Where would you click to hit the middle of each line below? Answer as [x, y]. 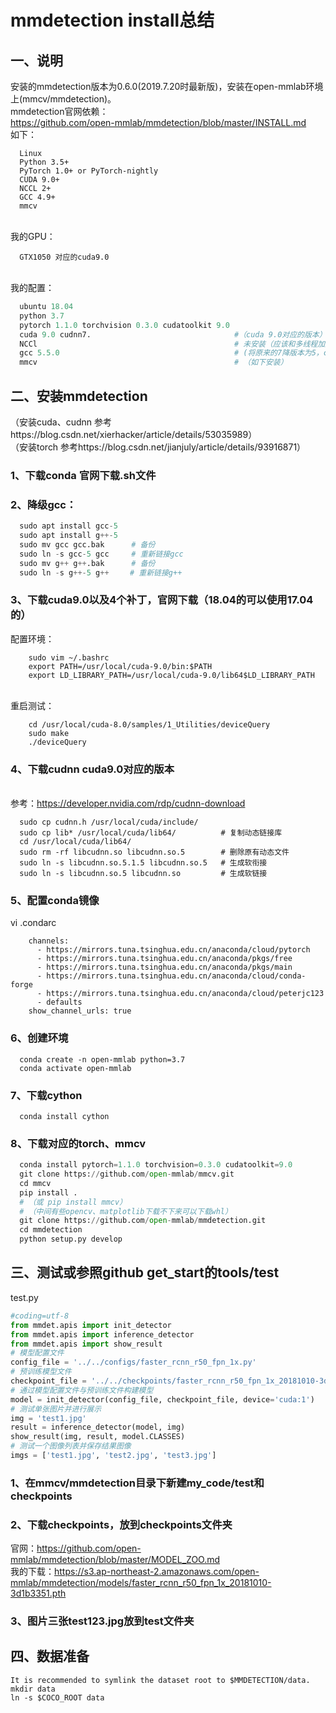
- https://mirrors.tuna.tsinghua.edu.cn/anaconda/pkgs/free [164, 959]
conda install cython [64, 1116]
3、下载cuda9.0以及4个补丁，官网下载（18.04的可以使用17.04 [162, 600]
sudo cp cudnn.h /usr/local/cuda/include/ [109, 822]
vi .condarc [33, 923]
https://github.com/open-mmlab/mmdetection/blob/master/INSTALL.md [158, 122]
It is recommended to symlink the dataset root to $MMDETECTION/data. [160, 1680]
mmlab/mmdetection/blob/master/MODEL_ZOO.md [115, 1560]
